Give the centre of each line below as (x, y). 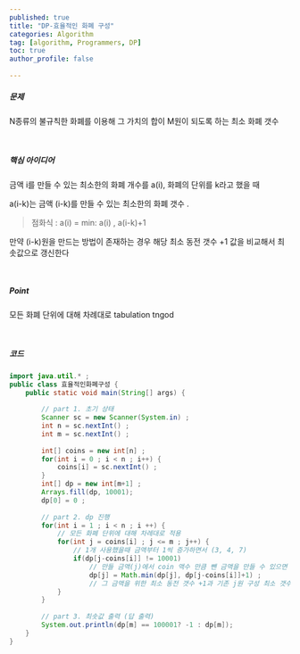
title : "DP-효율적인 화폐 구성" (62, 26)
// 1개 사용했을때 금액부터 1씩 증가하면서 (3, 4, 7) (160, 551)
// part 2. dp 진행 (75, 517)
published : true (39, 17)
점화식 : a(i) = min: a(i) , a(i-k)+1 (88, 222)
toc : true (28, 51)
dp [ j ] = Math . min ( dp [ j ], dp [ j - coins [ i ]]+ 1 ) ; (175, 575)
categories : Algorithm (51, 34)
